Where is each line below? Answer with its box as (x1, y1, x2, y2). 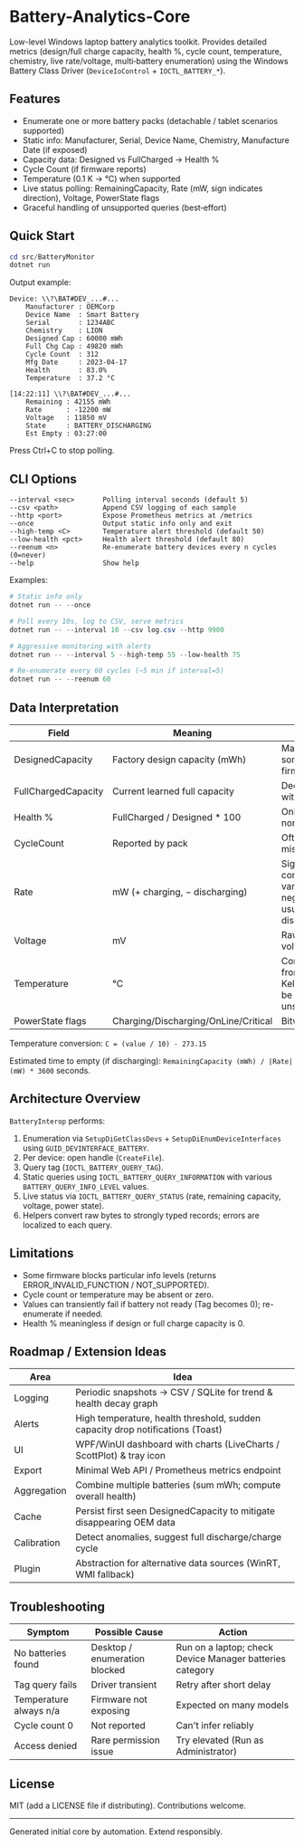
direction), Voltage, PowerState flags (22, 192, 160, 203)
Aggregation (14, 1485, 67, 1497)
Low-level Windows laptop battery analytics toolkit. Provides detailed (9, 36, 267, 47)
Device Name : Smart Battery (25, 311, 140, 320)
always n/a (14, 1705, 61, 1717)
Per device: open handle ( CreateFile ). (22, 1152, 165, 1162)
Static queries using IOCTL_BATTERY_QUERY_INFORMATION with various (22, 1171, 273, 1182)
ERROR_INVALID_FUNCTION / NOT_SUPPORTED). (22, 1279, 210, 1290)
